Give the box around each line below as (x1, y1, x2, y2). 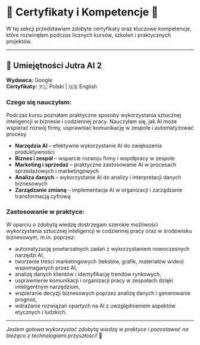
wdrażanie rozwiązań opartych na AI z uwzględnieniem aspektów (14, 302, 176, 309)
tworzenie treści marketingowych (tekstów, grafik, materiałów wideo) (14, 258, 185, 265)
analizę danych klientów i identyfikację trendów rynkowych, (14, 271, 162, 278)
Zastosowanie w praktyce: (6, 207, 85, 216)
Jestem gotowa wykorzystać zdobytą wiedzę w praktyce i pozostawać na (6, 326, 189, 333)
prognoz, (14, 296, 37, 303)
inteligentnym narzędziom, (14, 283, 80, 291)
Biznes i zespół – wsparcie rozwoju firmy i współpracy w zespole (14, 155, 175, 162)
